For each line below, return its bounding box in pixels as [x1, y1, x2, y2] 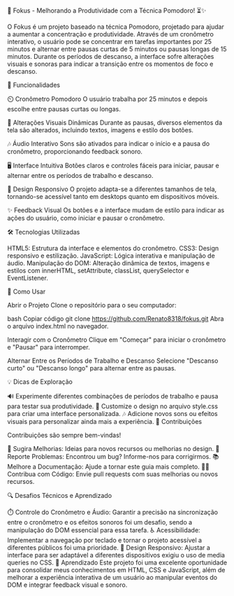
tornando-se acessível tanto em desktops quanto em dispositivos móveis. [7, 193, 219, 200]
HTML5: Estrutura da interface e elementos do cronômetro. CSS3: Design [7, 244, 219, 252]
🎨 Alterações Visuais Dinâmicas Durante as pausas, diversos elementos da [7, 118, 222, 127]
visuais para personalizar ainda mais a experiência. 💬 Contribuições [7, 417, 203, 426]
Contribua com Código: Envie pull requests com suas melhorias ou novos [7, 470, 219, 478]
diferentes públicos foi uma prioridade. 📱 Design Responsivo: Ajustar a [7, 543, 211, 552]
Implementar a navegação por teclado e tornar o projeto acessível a [7, 536, 203, 544]
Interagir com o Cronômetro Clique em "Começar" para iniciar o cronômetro [7, 335, 226, 344]
